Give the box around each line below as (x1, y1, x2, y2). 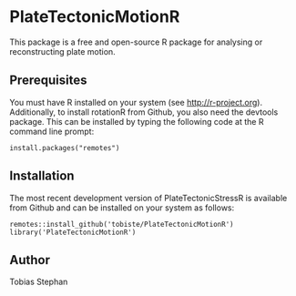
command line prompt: (9, 126, 95, 137)
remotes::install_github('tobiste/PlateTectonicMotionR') (9, 219, 234, 229)
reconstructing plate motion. (9, 46, 116, 56)
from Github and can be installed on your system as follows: (9, 202, 235, 213)
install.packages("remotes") (9, 143, 120, 152)
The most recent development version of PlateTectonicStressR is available (9, 192, 288, 203)
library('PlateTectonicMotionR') (9, 228, 137, 237)
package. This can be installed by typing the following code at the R (9, 116, 264, 127)
